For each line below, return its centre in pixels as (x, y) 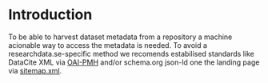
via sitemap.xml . (35, 70)
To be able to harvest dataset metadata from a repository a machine (120, 37)
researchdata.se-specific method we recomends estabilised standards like (131, 53)
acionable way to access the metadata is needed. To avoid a (108, 45)
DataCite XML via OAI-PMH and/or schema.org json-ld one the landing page (134, 62)
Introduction (50, 15)
